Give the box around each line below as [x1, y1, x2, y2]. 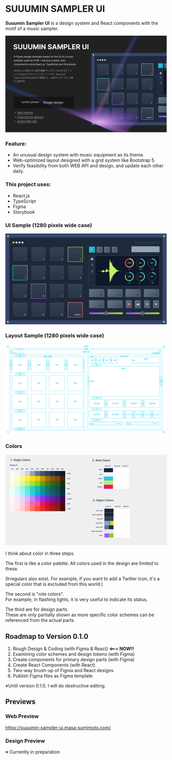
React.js [12, 192, 30, 198]
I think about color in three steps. [5, 550, 75, 556]
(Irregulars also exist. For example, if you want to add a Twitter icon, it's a [5, 576, 160, 582]
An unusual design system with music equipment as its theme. [12, 152, 145, 158]
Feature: [5, 140, 27, 147]
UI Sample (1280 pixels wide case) [5, 221, 92, 229]
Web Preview [5, 713, 39, 720]
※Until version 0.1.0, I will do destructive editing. [5, 682, 106, 688]
